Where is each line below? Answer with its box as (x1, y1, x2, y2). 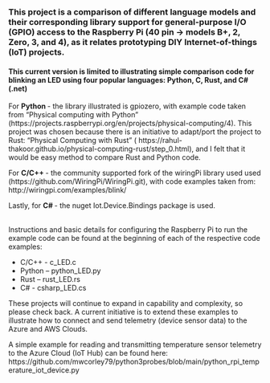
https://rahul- (137, 136, 182, 145)
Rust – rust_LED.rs (19, 275, 80, 284)
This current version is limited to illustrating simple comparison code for (8, 67, 255, 76)
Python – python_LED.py (19, 266, 101, 275)
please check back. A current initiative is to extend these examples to (8, 308, 239, 317)
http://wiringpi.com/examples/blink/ (8, 185, 127, 195)
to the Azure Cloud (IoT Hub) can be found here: (8, 348, 169, 358)
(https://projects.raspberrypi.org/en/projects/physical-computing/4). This (8, 119, 252, 128)
